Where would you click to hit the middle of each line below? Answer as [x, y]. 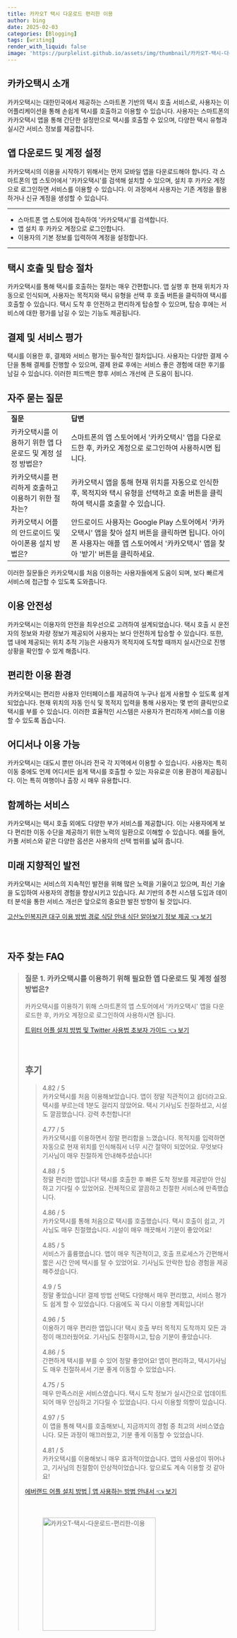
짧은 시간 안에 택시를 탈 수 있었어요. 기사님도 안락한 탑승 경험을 [128, 1262]
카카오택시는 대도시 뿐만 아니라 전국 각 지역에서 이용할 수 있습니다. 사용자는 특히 [117, 763]
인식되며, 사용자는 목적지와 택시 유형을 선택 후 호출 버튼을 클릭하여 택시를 [127, 296]
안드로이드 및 [40, 532]
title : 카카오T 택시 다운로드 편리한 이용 [60, 14]
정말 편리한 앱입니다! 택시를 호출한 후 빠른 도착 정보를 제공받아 [128, 1179]
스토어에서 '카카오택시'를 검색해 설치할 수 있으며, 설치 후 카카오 [126, 180]
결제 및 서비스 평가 [45, 338]
